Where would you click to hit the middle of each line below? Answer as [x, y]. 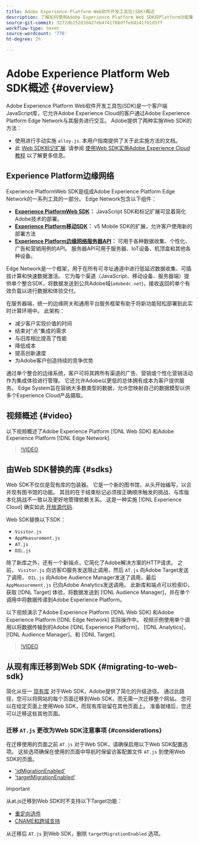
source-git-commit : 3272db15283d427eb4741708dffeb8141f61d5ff [84, 23]
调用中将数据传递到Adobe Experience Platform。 [66, 600]
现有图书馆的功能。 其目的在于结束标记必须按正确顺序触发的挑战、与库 [97, 492]
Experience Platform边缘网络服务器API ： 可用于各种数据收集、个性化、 [102, 241]
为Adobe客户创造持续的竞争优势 [54, 360]
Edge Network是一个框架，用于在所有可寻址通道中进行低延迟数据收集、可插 [99, 268]
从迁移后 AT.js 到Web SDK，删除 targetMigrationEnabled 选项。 [85, 834]
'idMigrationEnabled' [40, 771]
